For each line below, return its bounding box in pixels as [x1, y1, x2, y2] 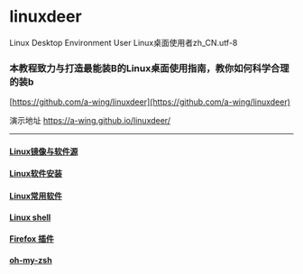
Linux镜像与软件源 [9, 146, 78, 157]
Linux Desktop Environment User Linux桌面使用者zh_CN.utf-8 [9, 37, 238, 48]
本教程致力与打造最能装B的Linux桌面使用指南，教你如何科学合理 [9, 61, 290, 74]
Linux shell [9, 212, 51, 223]
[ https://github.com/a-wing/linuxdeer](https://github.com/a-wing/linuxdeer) [9, 96, 291, 107]
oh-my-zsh [9, 254, 52, 265]
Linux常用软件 [9, 191, 63, 202]
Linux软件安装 [9, 169, 63, 179]
